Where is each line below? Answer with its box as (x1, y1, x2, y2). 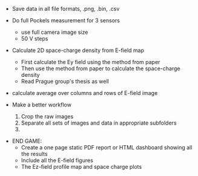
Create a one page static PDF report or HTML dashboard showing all (21, 144, 193, 151)
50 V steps (21, 35, 48, 42)
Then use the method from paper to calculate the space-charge (21, 65, 180, 72)
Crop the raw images (21, 113, 74, 120)
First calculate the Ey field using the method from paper (21, 59, 160, 65)
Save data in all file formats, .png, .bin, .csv (12, 5, 120, 12)
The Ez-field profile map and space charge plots (21, 163, 142, 170)
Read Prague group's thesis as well (21, 78, 109, 85)
